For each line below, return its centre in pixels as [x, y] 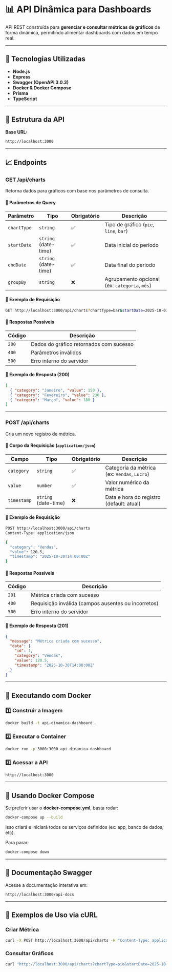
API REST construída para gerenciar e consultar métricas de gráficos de [83, 27]
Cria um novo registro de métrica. [41, 434]
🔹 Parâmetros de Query [31, 202]
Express [21, 76]
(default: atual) [123, 503]
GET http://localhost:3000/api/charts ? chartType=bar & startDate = [75, 310]
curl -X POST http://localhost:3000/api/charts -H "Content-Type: [78, 940]
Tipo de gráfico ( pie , [130, 225]
